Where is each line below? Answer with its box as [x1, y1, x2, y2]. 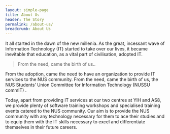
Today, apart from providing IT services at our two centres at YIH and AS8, [5, 97, 161, 103]
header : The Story [5, 17, 44, 22]
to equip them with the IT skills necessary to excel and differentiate [5, 119, 146, 125]
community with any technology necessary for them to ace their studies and [5, 113, 165, 120]
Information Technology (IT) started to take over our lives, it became [5, 46, 148, 52]
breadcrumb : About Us [5, 26, 51, 32]
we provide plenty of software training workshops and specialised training [5, 102, 161, 109]
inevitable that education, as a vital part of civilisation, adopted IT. [5, 51, 143, 58]
